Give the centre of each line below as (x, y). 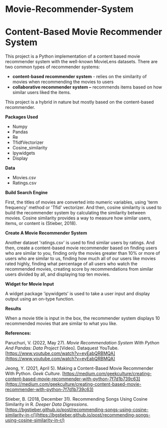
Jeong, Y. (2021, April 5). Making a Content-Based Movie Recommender (79, 368)
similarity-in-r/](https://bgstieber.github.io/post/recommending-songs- (78, 415)
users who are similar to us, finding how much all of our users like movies (81, 259)
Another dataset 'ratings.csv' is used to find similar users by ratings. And (80, 243)
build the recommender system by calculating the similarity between (76, 213)
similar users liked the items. (42, 93)
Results (13, 309)
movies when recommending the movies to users (63, 82)
